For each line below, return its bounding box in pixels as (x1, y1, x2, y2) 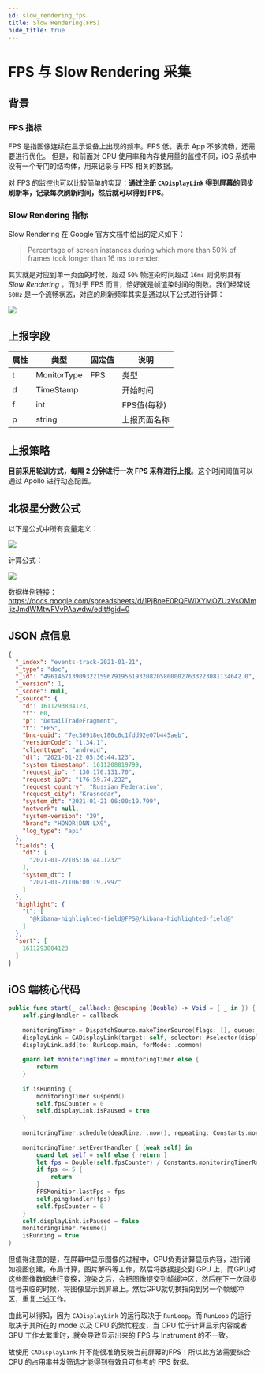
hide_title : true (8, 26, 65, 34)
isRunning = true (22, 1232, 80, 1240)
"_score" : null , (15, 688, 69, 696)
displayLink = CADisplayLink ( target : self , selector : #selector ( (22, 1034, 242, 1042)
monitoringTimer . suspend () (36, 1092, 125, 1100)
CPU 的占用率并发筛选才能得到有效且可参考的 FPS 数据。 (8, 1357, 194, 1367)
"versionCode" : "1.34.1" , (22, 739, 108, 747)
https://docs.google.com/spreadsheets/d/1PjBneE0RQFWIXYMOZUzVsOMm (8, 595, 257, 605)
